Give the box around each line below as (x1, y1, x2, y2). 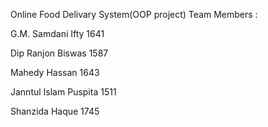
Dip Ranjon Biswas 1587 (10, 47, 109, 59)
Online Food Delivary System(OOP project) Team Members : (10, 9, 258, 20)
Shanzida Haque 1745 (10, 105, 100, 117)
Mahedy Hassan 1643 (10, 67, 100, 78)
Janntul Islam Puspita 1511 (10, 86, 117, 98)
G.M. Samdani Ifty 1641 (10, 28, 105, 39)
